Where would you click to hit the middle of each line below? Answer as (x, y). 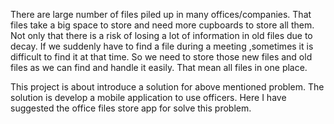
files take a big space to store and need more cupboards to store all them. (162, 25)
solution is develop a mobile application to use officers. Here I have (148, 97)
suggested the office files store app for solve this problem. (131, 108)
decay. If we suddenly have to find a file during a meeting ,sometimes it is (162, 46)
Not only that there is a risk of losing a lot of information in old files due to (161, 35)
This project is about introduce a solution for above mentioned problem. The (167, 87)
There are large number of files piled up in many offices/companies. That (161, 14)
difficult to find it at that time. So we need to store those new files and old (161, 57)
